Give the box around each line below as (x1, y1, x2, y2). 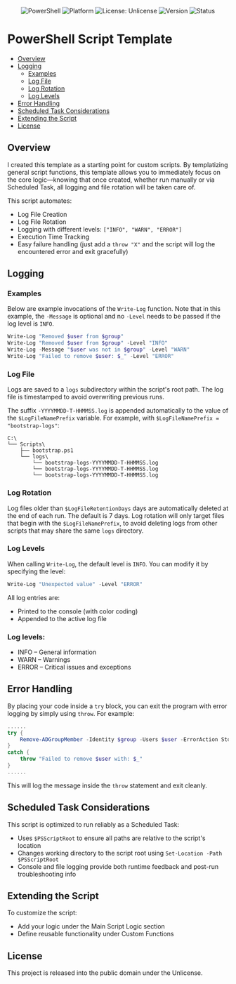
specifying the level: (7, 567, 66, 576)
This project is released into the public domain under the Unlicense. (7, 969, 203, 977)
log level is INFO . (7, 319, 55, 328)
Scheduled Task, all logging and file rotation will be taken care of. (7, 182, 196, 191)
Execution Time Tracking (17, 232, 90, 241)
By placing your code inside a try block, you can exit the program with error (7, 702, 228, 710)
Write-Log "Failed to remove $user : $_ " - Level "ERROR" (7, 353, 174, 360)
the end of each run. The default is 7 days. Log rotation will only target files (7, 511, 225, 519)
